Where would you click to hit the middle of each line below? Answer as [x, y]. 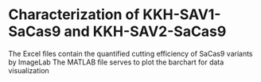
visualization [29, 70]
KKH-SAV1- [182, 15]
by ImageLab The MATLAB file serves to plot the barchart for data [116, 62]
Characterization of [74, 15]
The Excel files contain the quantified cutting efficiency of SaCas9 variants [130, 53]
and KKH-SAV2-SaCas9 [145, 31]
